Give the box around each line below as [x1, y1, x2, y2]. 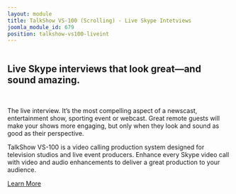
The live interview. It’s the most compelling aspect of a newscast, [7, 107, 198, 115]
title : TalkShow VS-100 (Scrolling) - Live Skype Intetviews [7, 17, 192, 24]
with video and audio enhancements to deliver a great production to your [7, 158, 220, 167]
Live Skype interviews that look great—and [7, 63, 202, 75]
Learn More [7, 179, 42, 188]
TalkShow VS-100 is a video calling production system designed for [7, 143, 205, 151]
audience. [7, 166, 37, 174]
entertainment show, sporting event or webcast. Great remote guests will [7, 114, 220, 123]
